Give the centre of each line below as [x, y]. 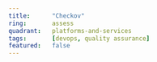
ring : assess [41, 23]
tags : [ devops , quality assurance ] [79, 38]
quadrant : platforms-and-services [70, 31]
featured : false [39, 46]
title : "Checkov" [47, 16]
